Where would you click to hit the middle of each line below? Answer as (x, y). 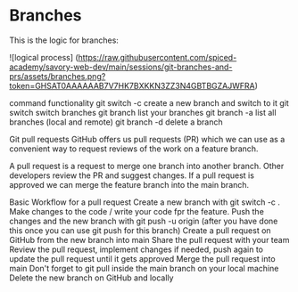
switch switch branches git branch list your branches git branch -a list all (143, 112)
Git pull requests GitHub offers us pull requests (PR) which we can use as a (147, 139)
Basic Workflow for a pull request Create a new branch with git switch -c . (145, 202)
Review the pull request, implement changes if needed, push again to (136, 249)
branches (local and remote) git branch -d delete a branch (116, 122)
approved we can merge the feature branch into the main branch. (129, 184)
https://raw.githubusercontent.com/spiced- (157, 57)
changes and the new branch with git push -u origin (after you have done (144, 221)
